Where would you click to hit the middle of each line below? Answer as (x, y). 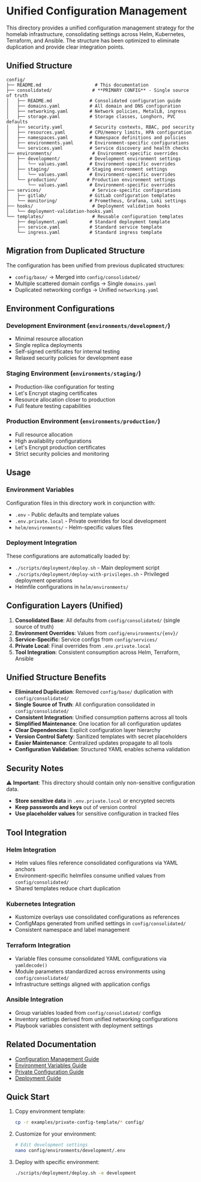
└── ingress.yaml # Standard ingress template (90, 232)
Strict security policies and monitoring (62, 454)
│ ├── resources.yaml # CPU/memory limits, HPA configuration (99, 132)
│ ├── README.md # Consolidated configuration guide (94, 100)
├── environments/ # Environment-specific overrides (92, 153)
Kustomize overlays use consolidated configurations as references (97, 917)
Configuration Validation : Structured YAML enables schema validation (102, 750)
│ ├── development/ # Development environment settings (94, 159)
